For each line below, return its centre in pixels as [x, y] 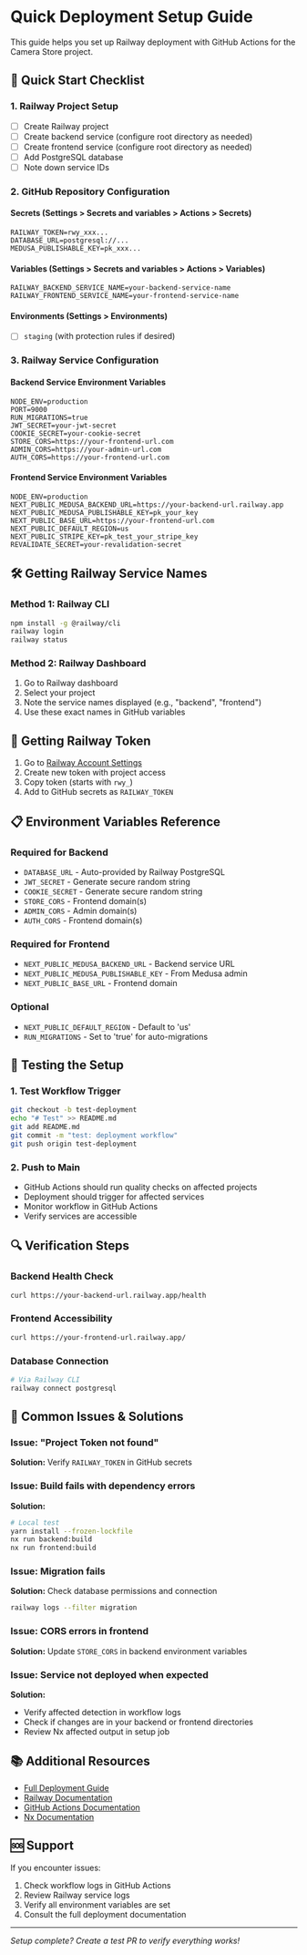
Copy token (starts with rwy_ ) [78, 782]
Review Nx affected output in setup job [97, 1731]
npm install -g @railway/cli [66, 623]
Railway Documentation [68, 1797]
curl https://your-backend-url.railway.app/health [108, 1295]
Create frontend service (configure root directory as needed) [138, 147]
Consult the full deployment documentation [105, 1914]
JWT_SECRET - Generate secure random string [107, 881]
